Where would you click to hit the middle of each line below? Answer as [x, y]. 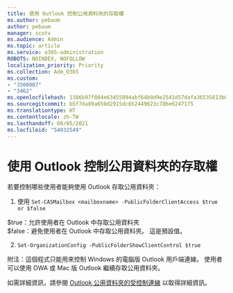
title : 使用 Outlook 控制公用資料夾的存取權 [66, 14]
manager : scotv [29, 33]
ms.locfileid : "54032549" [44, 130]
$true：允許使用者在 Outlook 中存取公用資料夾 [74, 222]
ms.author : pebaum [34, 20]
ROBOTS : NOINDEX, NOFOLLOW [46, 59]
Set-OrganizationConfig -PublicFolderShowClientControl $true [109, 246]
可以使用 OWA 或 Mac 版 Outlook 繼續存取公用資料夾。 [86, 268]
